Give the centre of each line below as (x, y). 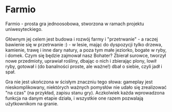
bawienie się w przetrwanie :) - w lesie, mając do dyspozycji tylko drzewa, (84, 44)
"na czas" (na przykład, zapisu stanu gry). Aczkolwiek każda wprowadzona (85, 92)
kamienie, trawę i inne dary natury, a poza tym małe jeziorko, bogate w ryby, (86, 50)
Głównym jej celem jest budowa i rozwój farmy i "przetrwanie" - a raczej (82, 39)
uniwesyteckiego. (24, 29)
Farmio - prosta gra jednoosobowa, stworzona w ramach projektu (75, 24)
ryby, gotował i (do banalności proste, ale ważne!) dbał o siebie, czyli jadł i (84, 66)
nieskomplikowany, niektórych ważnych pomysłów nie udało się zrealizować (86, 87)
